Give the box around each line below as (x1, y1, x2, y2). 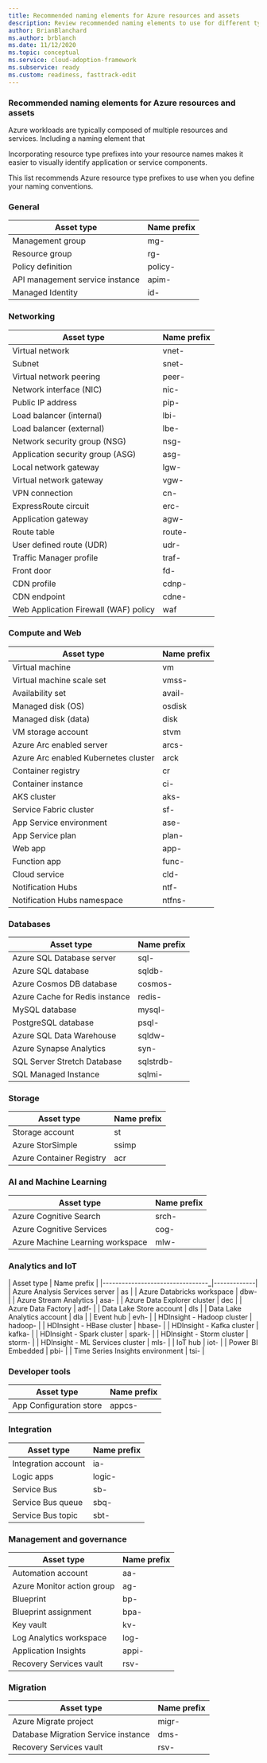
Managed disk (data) (12, 713, 90, 725)
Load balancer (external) (12, 423, 105, 434)
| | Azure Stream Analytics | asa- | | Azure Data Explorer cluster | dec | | (8, 1296, 242, 1304)
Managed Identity (12, 287, 78, 299)
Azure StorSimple (12, 1139, 78, 1151)
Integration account (12, 1458, 86, 1469)
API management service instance (12, 274, 141, 285)
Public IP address (12, 397, 78, 408)
